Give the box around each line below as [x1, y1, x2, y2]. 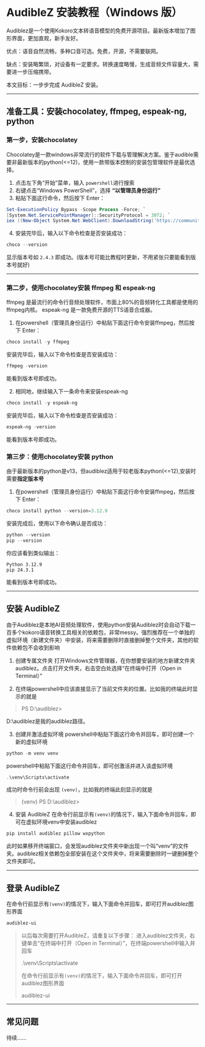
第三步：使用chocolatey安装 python [6, 452, 113, 461]
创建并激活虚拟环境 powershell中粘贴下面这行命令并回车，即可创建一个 [15, 730, 194, 738]
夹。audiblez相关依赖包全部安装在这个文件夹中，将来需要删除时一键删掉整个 [6, 850, 199, 857]
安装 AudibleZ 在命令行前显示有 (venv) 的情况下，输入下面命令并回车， [15, 811, 191, 818]
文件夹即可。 [6, 858, 38, 865]
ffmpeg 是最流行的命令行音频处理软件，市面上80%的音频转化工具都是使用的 [6, 298, 198, 306]
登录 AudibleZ [6, 883, 60, 893]
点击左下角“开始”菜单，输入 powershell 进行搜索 [15, 179, 135, 186]
